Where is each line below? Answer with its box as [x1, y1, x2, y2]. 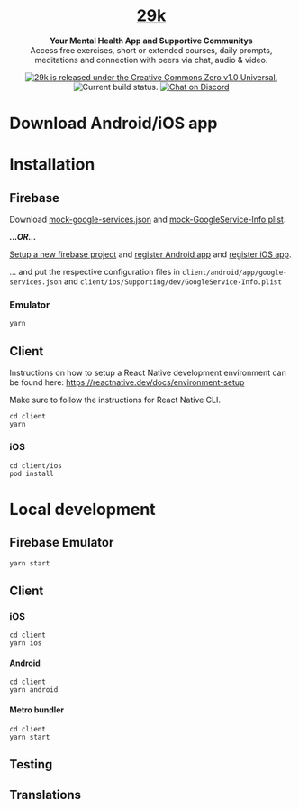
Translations [9, 787, 82, 803]
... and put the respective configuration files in [9, 267, 180, 278]
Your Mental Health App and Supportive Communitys [49, 35, 254, 46]
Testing [9, 757, 53, 772]
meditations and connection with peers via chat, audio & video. [34, 54, 268, 65]
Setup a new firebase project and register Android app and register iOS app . [9, 249, 292, 260]
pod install [9, 469, 54, 478]
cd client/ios [9, 461, 63, 470]
